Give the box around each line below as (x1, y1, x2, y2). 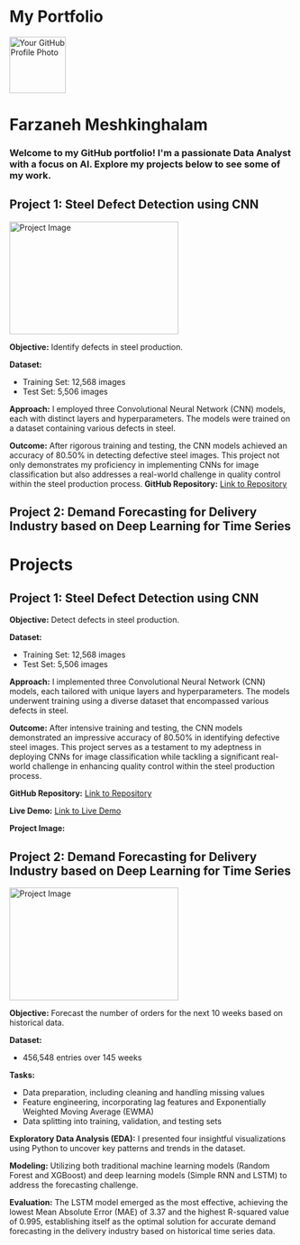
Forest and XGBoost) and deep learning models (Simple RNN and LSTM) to (9, 1170, 287, 1181)
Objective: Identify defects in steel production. (9, 341, 183, 352)
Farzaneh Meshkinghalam (9, 114, 209, 135)
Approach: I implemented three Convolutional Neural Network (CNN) (9, 676, 266, 687)
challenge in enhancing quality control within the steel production (32, 761, 276, 772)
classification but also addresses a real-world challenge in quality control (9, 469, 281, 480)
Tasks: (9, 1070, 35, 1081)
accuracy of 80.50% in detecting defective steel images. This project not (9, 449, 280, 461)
